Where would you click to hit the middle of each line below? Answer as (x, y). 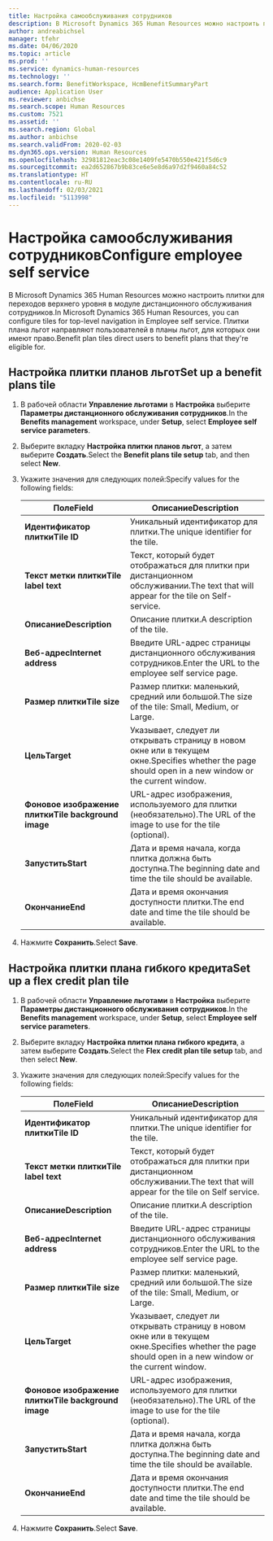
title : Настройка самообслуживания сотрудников (91, 16)
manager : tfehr (34, 39)
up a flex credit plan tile (69, 981)
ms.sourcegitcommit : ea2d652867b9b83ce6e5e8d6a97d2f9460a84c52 (118, 168)
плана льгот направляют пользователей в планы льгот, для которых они (134, 330)
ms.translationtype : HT (49, 175)
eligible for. (27, 347)
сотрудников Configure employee (126, 255)
